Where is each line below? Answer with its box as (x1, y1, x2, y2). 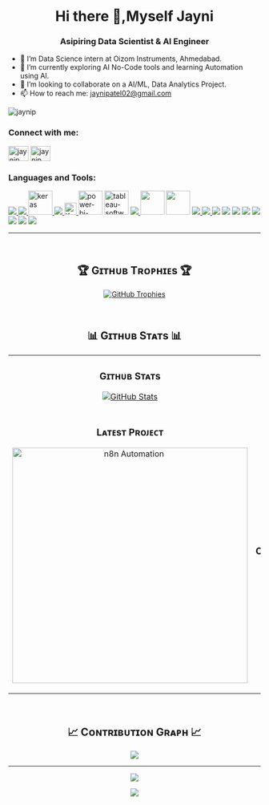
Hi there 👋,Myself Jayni (54, 7, 215, 26)
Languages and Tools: (8, 172, 96, 183)
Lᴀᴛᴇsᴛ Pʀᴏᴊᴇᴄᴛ (96, 426, 164, 439)
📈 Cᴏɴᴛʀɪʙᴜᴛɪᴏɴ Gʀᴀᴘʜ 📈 (67, 725, 202, 738)
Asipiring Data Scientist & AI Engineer (59, 36, 210, 47)
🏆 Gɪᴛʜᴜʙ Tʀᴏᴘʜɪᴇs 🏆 (77, 264, 192, 277)
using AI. (19, 71, 50, 81)
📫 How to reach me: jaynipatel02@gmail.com (19, 88, 172, 99)
